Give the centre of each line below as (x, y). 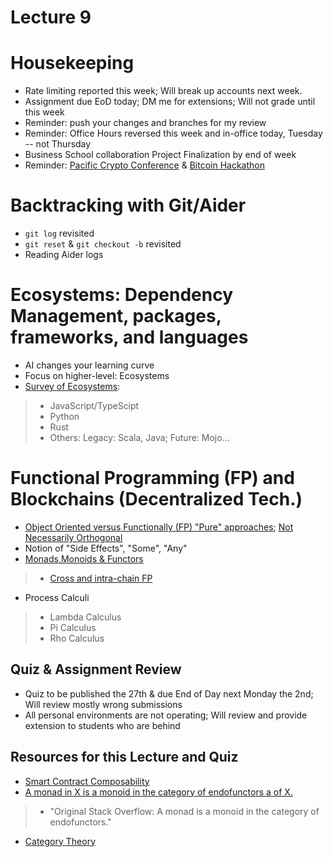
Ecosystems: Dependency (122, 295)
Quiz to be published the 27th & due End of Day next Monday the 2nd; (169, 693)
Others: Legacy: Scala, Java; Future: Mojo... (139, 437)
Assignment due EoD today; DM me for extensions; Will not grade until (170, 102)
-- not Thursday (58, 144)
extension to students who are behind (102, 725)
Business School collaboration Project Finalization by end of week (160, 155)
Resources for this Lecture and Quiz (124, 757)
